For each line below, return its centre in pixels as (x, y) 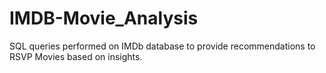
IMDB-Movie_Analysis (104, 18)
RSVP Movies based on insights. (76, 56)
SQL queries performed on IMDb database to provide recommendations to (162, 46)
